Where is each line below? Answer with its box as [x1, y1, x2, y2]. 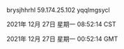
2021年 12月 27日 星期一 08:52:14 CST [6, 20, 116, 28]
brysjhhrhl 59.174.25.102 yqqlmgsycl [6, 6, 110, 14]
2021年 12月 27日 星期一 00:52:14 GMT [6, 35, 118, 43]
